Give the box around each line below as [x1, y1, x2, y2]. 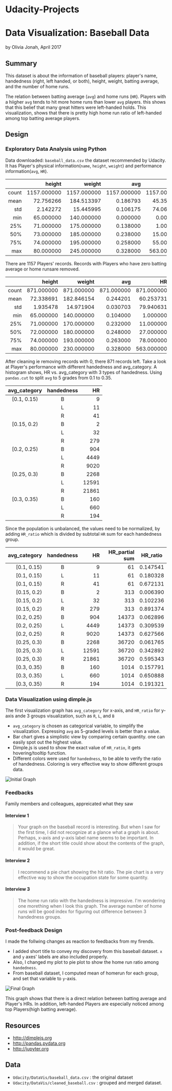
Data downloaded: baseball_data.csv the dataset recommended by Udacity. [5, 157, 166, 163]
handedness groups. [17, 913, 61, 920]
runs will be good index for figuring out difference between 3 [17, 908, 147, 914]
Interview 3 [5, 886, 30, 892]
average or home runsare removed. [5, 266, 80, 272]
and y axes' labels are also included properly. [12, 953, 109, 960]
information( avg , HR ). [5, 168, 49, 174]
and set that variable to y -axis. [12, 976, 77, 982]
